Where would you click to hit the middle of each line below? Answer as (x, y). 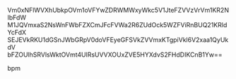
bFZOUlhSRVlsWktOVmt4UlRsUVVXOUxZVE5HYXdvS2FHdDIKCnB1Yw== (115, 55)
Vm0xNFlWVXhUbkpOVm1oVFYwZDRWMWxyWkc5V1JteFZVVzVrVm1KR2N (118, 10)
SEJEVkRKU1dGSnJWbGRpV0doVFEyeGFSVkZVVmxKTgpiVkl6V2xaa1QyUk (118, 40)
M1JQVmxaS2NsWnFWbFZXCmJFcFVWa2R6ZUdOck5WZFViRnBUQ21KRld (117, 25)
